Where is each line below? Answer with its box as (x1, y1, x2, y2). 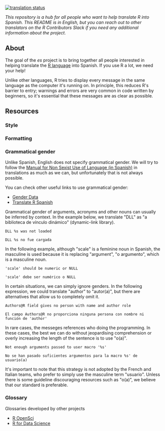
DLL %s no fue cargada (5, 238, 52, 243)
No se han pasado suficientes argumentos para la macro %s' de (5, 353, 138, 359)
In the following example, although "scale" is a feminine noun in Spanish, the (5, 246, 161, 252)
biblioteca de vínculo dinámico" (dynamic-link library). (5, 219, 115, 225)
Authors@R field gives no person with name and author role (5, 303, 132, 308)
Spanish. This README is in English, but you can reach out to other (5, 20, 142, 25)
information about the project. (5, 30, 66, 35)
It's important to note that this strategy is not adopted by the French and (5, 367, 152, 372)
